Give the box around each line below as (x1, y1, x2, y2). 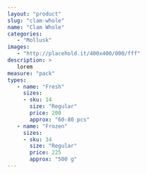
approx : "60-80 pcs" (29, 116, 90, 123)
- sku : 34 (23, 136, 52, 143)
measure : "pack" (7, 70, 55, 77)
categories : (7, 30, 42, 38)
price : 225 (29, 149, 61, 156)
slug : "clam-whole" (7, 17, 65, 24)
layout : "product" (7, 10, 61, 18)
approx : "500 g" (29, 156, 78, 163)
